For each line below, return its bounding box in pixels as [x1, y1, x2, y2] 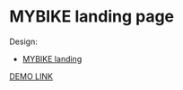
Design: [9, 36, 38, 47]
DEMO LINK [9, 70, 54, 82]
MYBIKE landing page [9, 6, 175, 27]
